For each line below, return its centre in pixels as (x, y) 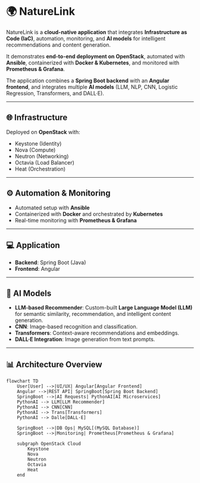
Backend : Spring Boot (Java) (50, 262)
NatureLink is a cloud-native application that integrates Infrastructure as (97, 32)
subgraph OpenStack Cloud (49, 444)
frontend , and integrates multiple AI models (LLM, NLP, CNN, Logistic (92, 86)
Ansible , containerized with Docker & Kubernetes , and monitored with (93, 63)
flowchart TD (22, 381)
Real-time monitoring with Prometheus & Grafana (76, 220)
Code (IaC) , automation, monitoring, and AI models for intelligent (86, 38)
